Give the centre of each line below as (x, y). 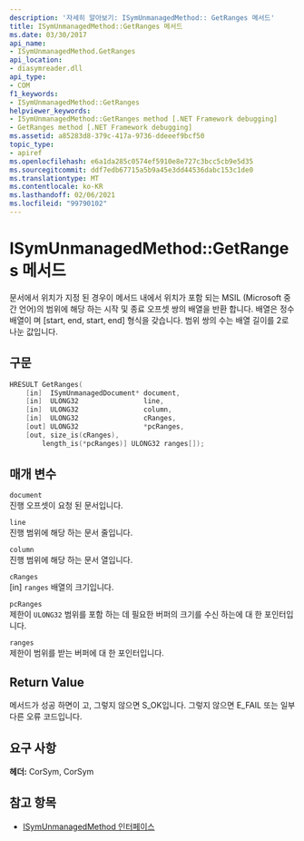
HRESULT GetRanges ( (46, 384)
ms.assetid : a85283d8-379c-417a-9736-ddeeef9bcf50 (107, 136)
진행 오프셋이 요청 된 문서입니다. (67, 506)
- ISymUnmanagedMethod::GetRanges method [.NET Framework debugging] (144, 119)
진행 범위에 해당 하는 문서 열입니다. (71, 560)
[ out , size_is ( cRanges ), (73, 435)
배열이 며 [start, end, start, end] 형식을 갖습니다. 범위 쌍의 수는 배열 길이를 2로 (149, 320)
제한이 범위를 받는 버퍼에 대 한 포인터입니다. (87, 653)
